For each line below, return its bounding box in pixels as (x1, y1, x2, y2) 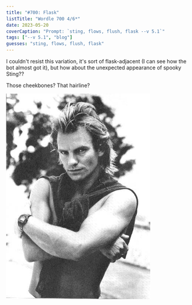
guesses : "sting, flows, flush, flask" (6, 41, 105, 47)
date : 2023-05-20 (6, 22, 49, 28)
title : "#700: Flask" (6, 9, 60, 15)
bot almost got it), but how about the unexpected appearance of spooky (6, 64, 181, 71)
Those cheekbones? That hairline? (6, 82, 90, 89)
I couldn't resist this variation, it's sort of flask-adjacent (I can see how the (6, 58, 187, 65)
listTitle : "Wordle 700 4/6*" (6, 15, 81, 22)
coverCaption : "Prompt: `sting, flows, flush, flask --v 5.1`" (6, 28, 165, 34)
